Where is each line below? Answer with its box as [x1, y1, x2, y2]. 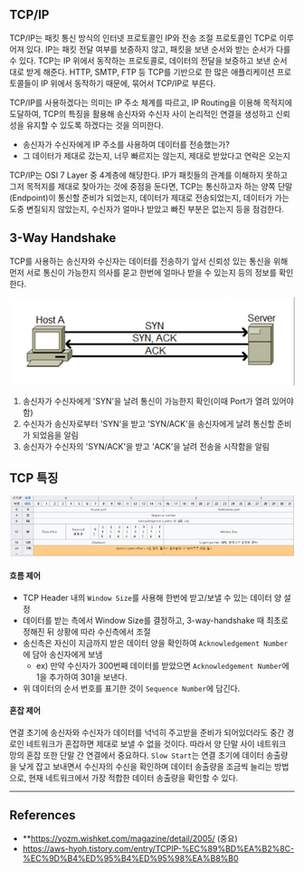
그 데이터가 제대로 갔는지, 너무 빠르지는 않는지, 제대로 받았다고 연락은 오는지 [22, 150, 291, 161]
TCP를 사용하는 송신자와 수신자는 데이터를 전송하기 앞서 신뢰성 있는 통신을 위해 [9, 256, 289, 266]
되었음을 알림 [32, 430, 79, 441]
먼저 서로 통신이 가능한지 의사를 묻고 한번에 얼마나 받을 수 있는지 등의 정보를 [9, 266, 278, 277]
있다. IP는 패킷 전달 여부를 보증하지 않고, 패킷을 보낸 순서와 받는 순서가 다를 [25, 44, 291, 54]
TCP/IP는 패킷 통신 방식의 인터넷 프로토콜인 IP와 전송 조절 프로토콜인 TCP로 [9, 32, 278, 44]
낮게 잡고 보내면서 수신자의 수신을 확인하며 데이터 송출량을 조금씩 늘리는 [18, 761, 273, 771]
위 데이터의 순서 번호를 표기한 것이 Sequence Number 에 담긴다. [22, 683, 241, 693]
